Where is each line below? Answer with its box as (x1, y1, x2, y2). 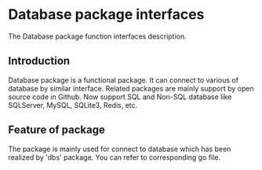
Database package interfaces (8, 6, 205, 24)
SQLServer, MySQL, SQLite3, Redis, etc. (8, 100, 138, 109)
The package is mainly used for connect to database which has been (8, 144, 231, 153)
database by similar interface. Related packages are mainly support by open (8, 83, 255, 93)
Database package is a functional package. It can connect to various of (8, 75, 239, 84)
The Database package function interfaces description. (8, 31, 187, 41)
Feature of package (8, 124, 106, 137)
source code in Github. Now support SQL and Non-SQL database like (8, 92, 232, 102)
